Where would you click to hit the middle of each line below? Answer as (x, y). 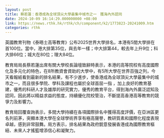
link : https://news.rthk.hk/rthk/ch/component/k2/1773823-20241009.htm (79, 23)
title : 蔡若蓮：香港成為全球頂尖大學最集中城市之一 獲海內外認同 (64, 14)
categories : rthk (23, 28)
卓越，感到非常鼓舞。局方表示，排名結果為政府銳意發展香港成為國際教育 (78, 124)
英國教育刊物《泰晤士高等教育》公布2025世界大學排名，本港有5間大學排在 (80, 43)
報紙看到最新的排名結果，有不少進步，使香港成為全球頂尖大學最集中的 (84, 77)
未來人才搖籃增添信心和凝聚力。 (46, 131)
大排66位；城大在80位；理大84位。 (41, 55)
